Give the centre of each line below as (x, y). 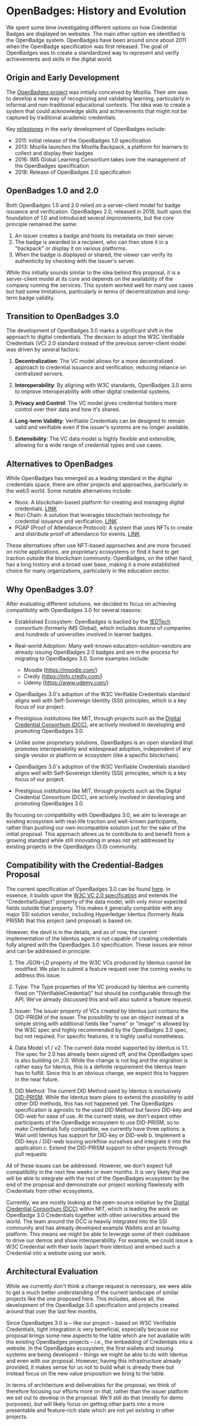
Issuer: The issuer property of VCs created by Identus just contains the (102, 1011)
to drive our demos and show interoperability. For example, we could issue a (99, 1240)
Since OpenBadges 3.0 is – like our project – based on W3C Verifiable (91, 1322)
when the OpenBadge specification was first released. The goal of (87, 46)
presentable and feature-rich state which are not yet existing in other (90, 1410)
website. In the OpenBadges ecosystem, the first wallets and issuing (90, 1348)
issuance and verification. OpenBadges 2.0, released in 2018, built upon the (99, 211)
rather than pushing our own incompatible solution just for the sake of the (96, 828)
